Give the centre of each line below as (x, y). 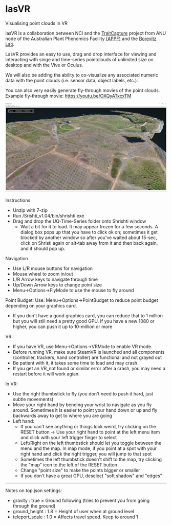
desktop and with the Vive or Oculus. (44, 65)
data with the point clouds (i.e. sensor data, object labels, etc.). (72, 80)
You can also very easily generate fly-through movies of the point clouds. (83, 90)
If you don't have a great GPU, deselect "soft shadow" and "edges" (91, 476)
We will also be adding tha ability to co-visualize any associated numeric (82, 75)
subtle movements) (33, 400)
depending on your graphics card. (41, 306)
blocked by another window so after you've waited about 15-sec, (89, 238)
